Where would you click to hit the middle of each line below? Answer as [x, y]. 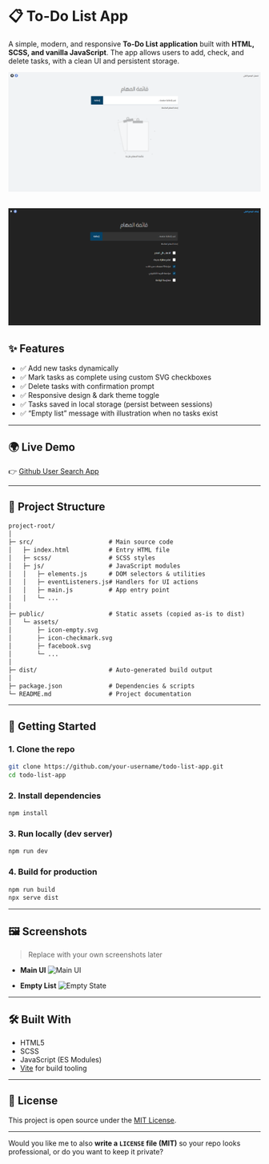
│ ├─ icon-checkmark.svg [60, 638]
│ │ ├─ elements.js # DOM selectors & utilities [107, 574]
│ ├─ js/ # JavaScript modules [94, 566]
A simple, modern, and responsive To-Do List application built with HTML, [131, 44]
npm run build [32, 889]
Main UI [33, 970]
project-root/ [32, 526]
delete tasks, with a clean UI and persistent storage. [94, 61]
